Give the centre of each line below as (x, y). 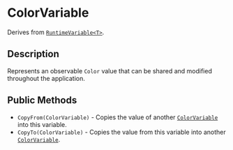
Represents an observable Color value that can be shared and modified (110, 70)
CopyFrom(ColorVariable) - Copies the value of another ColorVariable (118, 117)
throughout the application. (46, 78)
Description (33, 54)
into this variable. (42, 124)
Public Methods (42, 100)
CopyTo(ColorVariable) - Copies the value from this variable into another (121, 132)
